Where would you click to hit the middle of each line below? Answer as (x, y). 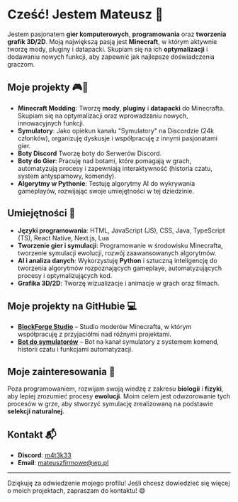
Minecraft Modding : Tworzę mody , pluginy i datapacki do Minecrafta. (121, 108)
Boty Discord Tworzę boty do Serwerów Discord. (90, 153)
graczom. (21, 64)
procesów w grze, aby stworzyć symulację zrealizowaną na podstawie (110, 404)
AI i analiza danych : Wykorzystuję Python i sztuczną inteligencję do (117, 260)
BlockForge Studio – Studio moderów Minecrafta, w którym (104, 327)
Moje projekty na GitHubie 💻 (72, 306)
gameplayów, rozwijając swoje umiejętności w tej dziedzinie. (106, 191)
